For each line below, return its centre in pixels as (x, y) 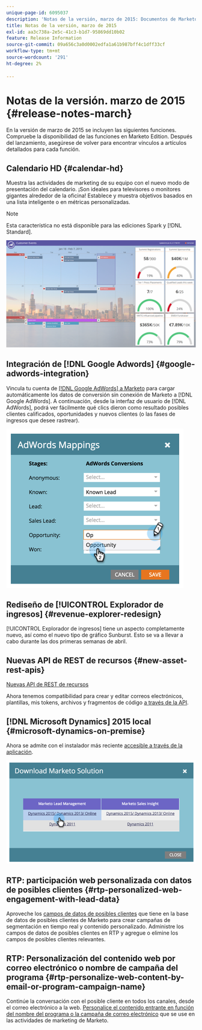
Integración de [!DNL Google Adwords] (80, 364)
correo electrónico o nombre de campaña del (92, 968)
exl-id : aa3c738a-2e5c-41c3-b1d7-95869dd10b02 (66, 32)
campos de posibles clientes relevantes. (56, 939)
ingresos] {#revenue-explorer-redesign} (84, 614)
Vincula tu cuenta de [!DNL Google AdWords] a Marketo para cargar (91, 388)
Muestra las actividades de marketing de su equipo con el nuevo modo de (98, 183)
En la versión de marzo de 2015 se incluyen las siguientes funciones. (91, 130)
